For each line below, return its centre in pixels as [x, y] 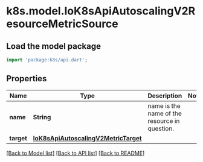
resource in [164, 120]
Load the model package [54, 46]
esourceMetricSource [63, 24]
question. [161, 128]
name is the [164, 105]
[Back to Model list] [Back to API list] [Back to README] [76, 153]
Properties [27, 79]
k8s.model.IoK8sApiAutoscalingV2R [101, 11]
